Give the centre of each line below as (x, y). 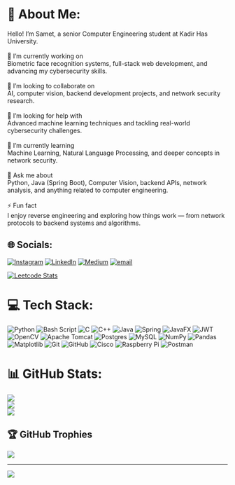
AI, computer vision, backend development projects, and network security (114, 93)
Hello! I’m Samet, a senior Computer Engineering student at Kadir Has (108, 34)
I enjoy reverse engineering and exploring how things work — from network (116, 215)
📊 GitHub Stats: (55, 374)
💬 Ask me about (30, 175)
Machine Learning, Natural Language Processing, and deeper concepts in (114, 153)
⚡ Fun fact (22, 205)
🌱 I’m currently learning (41, 145)
